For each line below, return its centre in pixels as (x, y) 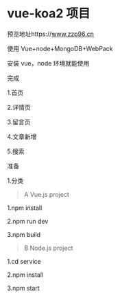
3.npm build (24, 234)
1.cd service (24, 261)
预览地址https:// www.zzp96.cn (51, 34)
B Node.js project (48, 248)
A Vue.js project (47, 194)
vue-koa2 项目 (49, 13)
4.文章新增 (22, 136)
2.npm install (25, 274)
